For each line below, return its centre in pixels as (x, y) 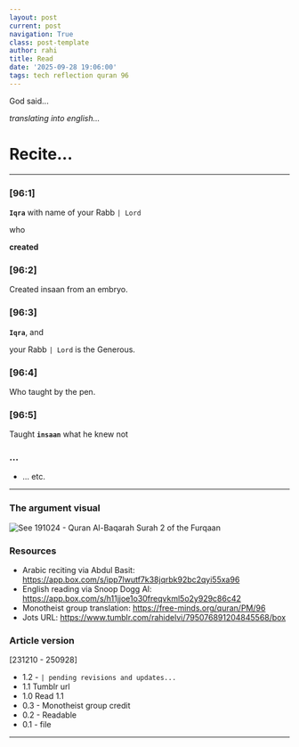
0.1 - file (36, 725)
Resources (33, 551)
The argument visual (55, 508)
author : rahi (33, 51)
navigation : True (41, 34)
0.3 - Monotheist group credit (76, 706)
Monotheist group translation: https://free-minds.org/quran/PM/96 (144, 608)
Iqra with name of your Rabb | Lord (75, 212)
